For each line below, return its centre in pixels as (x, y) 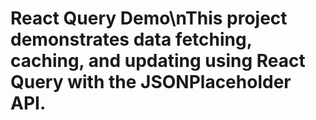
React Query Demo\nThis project (149, 18)
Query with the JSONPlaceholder (151, 82)
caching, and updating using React (158, 61)
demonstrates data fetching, (131, 39)
